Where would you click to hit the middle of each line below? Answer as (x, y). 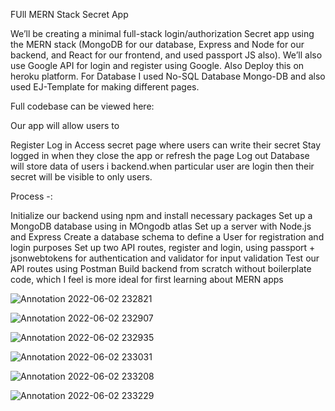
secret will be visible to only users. (81, 177)
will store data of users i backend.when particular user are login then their (162, 166)
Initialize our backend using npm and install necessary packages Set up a (161, 215)
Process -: (31, 196)
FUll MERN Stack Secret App (69, 14)
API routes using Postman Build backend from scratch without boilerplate (161, 268)
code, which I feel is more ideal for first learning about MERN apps (147, 279)
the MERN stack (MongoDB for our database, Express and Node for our (157, 44)
